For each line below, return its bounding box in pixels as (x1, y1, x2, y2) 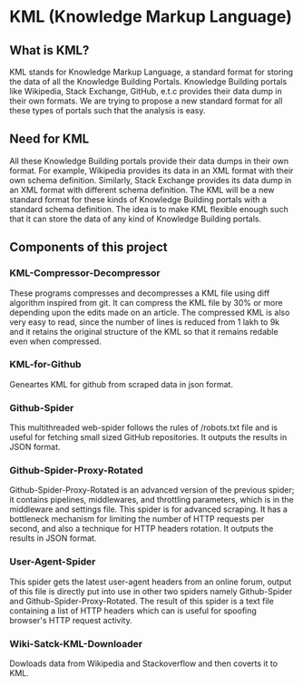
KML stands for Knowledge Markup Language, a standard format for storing (9, 66, 293, 77)
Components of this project (9, 240, 168, 255)
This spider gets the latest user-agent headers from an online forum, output (9, 576, 292, 587)
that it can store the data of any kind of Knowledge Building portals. (9, 213, 262, 224)
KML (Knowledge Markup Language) (9, 6, 292, 27)
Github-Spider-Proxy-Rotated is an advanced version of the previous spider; (9, 485, 295, 495)
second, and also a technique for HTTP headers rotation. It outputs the (9, 524, 274, 534)
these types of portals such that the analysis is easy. (9, 105, 206, 115)
